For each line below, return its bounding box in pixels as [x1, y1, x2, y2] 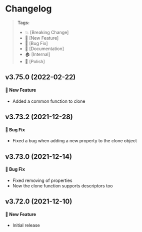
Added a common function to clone [12, 98, 85, 104]
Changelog [5, 3, 52, 15]
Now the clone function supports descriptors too [12, 182, 113, 188]
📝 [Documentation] [24, 46, 64, 52]
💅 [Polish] [24, 58, 45, 64]
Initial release [12, 222, 40, 228]
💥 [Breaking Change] [24, 29, 69, 35]
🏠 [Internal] [24, 51, 50, 57]
